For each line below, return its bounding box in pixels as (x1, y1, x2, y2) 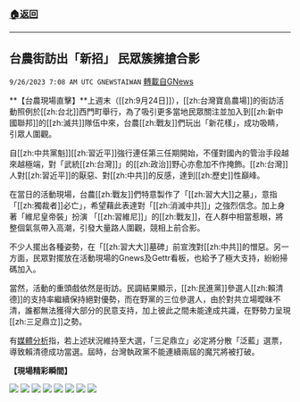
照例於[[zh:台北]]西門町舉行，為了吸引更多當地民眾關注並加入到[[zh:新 (16, 106, 276, 117)
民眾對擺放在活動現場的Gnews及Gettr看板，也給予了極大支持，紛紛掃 (32, 253, 288, 264)
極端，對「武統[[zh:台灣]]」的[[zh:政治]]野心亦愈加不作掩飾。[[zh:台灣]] (24, 159, 288, 170)
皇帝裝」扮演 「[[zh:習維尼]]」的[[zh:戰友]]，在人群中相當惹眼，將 (39, 212, 284, 222)
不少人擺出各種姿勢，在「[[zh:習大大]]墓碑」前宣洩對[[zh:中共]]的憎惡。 (9, 241, 274, 252)
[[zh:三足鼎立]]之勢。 (9, 316, 87, 327)
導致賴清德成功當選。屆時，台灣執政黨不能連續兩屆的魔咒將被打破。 (9, 347, 260, 357)
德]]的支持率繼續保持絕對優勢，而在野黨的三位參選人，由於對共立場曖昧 (9, 294, 274, 305)
